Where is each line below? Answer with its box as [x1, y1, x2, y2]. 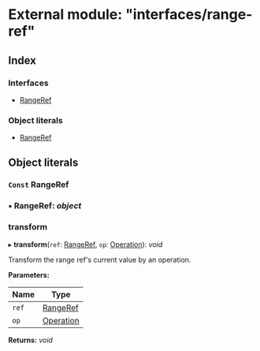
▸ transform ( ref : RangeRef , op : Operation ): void [8, 239, 163, 249]
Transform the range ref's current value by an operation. [8, 255, 191, 264]
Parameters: [8, 270, 50, 279]
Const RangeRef [8, 179, 69, 190]
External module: [8, 6, 123, 24]
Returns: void [8, 335, 54, 345]
